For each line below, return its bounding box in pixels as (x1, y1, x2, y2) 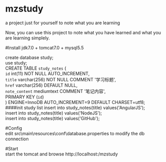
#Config (5, 125, 22, 131)
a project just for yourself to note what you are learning (5, 20, 120, 26)
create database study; (5, 54, 54, 61)
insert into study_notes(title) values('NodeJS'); (5, 110, 102, 116)
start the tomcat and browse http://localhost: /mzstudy (5, 151, 118, 157)
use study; (5, 60, 27, 66)
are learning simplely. (5, 35, 50, 41)
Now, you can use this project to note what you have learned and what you (5, 29, 161, 35)
